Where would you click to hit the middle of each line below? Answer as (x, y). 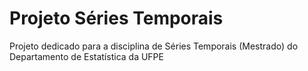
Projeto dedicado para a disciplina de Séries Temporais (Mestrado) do (154, 46)
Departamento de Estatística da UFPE (86, 56)
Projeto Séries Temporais (116, 18)
